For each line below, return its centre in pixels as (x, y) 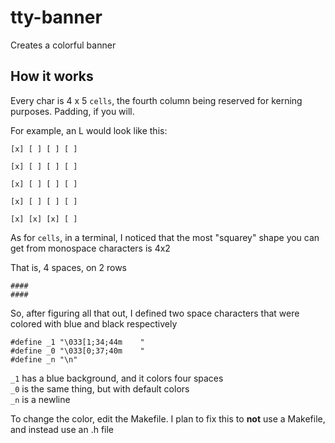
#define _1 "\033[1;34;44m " (77, 342)
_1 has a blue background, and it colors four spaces (117, 378)
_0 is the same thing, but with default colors (100, 388)
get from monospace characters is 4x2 (90, 248)
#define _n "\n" (44, 359)
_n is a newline (40, 399)
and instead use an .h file (62, 429)
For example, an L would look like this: (89, 130)
